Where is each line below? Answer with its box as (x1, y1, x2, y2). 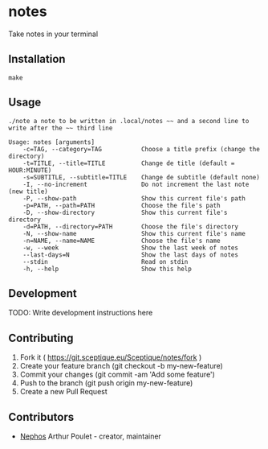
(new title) (8, 187, 48, 196)
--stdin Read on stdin (22, 257, 189, 266)
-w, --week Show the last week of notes (22, 244, 239, 252)
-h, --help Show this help (22, 265, 193, 273)
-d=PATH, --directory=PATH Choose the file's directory (22, 222, 239, 231)
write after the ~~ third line (8, 124, 113, 132)
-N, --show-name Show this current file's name (22, 229, 246, 237)
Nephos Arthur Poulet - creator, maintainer (19, 431, 162, 441)
